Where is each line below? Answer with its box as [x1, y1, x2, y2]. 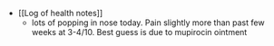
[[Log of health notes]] [17, 8, 103, 18]
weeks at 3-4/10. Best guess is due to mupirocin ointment [31, 27, 248, 37]
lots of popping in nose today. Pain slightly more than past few [31, 17, 265, 28]
